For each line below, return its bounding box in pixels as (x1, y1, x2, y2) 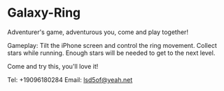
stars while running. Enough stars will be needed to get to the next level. (7, 49, 216, 57)
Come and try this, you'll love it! (7, 62, 99, 70)
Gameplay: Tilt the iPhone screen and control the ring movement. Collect (7, 41, 217, 49)
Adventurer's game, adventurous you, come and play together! (7, 28, 189, 36)
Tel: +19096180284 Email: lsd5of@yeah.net (7, 75, 133, 84)
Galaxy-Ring (7, 5, 81, 21)
